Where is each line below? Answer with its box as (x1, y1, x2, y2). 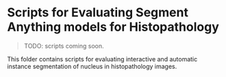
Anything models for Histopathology (7, 19, 219, 35)
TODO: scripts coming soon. (23, 42, 104, 50)
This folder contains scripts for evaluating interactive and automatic (7, 55, 198, 63)
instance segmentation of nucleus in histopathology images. (7, 62, 177, 70)
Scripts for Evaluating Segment (7, 5, 188, 20)
